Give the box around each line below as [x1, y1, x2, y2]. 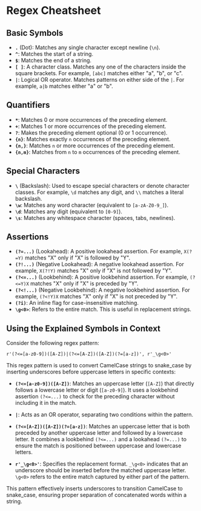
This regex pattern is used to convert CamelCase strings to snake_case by [6, 362, 192, 369]
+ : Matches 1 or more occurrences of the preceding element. [15, 122, 166, 130]
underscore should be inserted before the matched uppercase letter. [15, 467, 186, 474]
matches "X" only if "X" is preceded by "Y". [30, 280, 139, 287]
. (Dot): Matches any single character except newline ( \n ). [15, 44, 160, 51]
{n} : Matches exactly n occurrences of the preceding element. [15, 135, 171, 142]
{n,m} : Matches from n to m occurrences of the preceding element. [15, 148, 180, 155]
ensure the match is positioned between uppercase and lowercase [15, 442, 182, 449]
